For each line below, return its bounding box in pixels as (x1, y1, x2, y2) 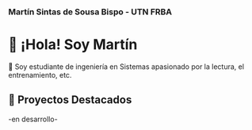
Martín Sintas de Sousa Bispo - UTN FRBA (8, 6, 173, 17)
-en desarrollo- (8, 114, 58, 124)
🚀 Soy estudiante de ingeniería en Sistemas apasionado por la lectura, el (8, 62, 244, 71)
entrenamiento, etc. (8, 70, 72, 79)
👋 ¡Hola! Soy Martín (8, 36, 138, 54)
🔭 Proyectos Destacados (8, 94, 132, 107)
